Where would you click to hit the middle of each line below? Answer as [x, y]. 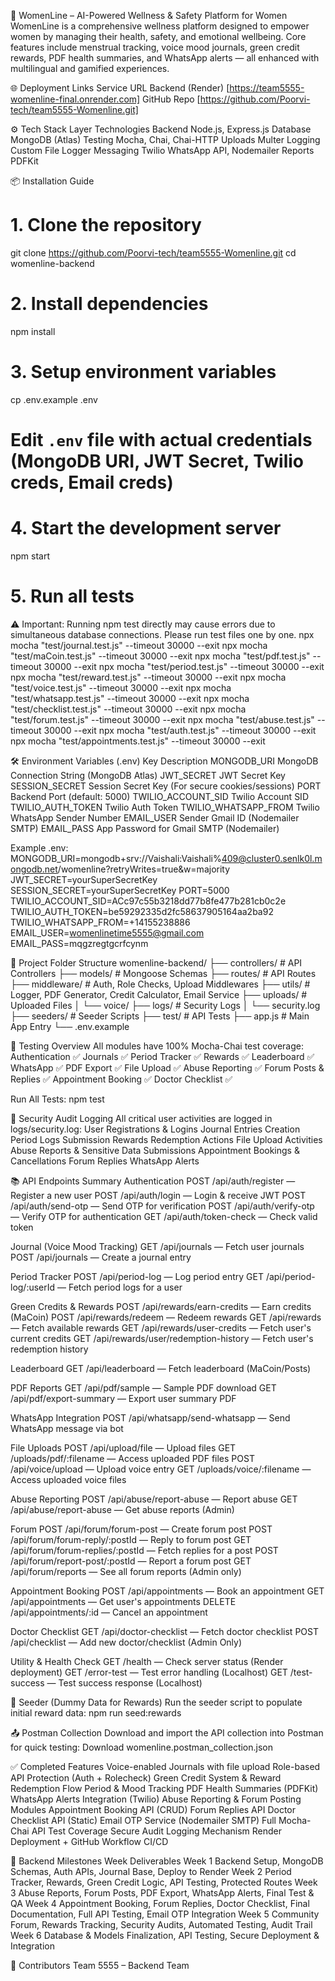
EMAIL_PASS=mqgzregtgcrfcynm [79, 943]
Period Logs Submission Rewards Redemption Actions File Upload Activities [166, 1139]
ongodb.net [34, 869]
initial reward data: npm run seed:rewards [96, 1712]
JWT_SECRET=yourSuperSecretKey [84, 879]
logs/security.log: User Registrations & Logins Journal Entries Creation [155, 1129]
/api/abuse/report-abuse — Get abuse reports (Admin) [122, 1509]
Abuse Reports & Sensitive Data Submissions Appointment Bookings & [155, 1150]
